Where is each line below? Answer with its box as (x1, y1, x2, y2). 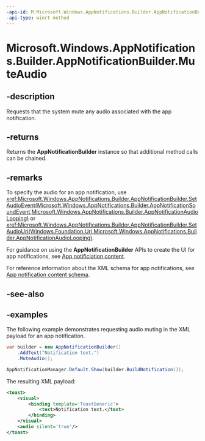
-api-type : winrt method (6, 15, 70, 21)
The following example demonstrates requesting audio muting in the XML (6, 326, 191, 333)
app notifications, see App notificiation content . (6, 252, 126, 260)
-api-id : (6, 9, 29, 15)
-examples (6, 309, 48, 320)
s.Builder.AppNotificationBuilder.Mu (6, 54, 195, 68)
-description (6, 91, 55, 102)
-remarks (6, 172, 43, 183)
